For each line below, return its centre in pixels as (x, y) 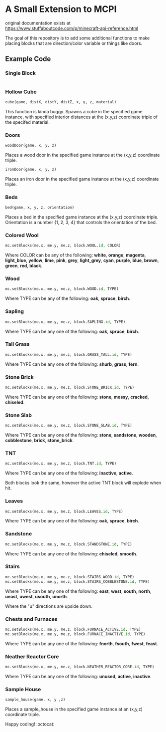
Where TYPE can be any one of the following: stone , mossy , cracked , (77, 397)
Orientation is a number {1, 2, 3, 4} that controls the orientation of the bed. (81, 223)
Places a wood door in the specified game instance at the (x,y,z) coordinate (83, 155)
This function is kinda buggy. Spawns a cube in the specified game (74, 111)
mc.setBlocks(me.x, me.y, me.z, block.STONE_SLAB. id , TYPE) (69, 426)
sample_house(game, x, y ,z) (35, 700)
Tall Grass (17, 344)
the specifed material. (27, 122)
